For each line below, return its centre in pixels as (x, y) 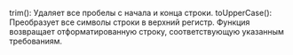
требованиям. (36, 41)
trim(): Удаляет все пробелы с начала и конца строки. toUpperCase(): (141, 13)
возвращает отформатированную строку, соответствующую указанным (146, 31)
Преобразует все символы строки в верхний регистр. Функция (130, 22)
